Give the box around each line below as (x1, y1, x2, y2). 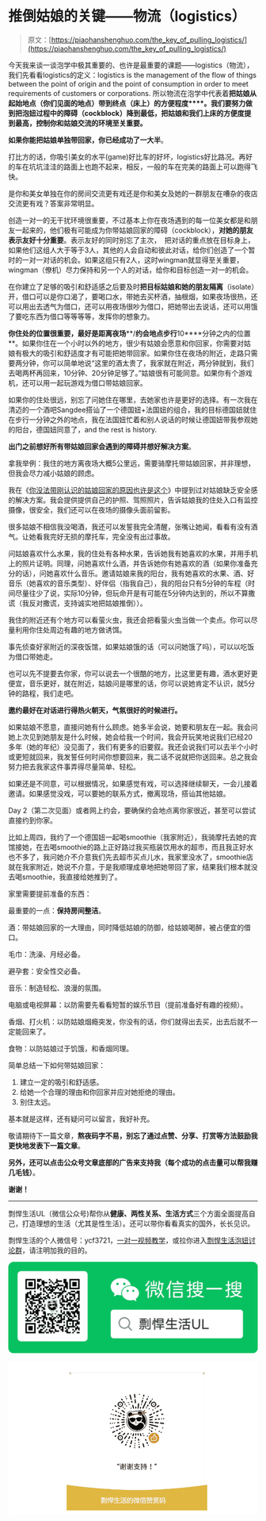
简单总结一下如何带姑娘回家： (8, 1060, 105, 1070)
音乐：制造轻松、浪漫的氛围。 (8, 983, 105, 993)
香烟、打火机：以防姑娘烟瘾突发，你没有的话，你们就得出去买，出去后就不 (8, 1016, 251, 1026)
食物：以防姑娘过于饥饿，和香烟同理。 (8, 1043, 133, 1053)
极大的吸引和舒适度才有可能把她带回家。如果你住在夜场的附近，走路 (21, 348, 244, 358)
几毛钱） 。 (8, 1167, 40, 1177)
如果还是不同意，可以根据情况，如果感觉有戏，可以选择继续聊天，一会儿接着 (8, 778, 258, 788)
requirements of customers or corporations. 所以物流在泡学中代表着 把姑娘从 (8, 88, 257, 98)
